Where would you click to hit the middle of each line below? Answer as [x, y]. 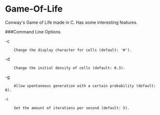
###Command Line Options [33, 32]
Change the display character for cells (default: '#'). [73, 50]
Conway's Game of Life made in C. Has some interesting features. [71, 22]
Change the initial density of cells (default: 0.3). [70, 68]
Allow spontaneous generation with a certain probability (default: [85, 86]
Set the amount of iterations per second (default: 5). [72, 108]
